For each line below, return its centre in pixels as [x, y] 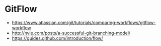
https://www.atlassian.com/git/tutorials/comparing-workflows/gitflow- [84, 23]
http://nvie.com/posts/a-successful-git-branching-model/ [71, 33]
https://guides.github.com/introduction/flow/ [57, 38]
